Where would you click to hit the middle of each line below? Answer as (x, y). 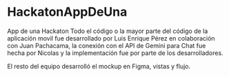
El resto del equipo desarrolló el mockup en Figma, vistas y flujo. (99, 66)
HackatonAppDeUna (67, 12)
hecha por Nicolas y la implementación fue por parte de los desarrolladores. (115, 53)
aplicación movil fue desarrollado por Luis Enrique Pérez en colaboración (111, 38)
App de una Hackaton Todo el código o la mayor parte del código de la (108, 31)
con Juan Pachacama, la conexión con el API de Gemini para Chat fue (107, 45)
